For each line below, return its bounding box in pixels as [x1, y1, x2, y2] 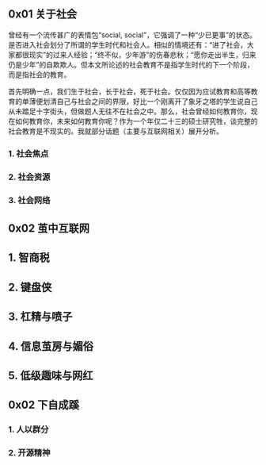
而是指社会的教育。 [8, 70, 71, 79]
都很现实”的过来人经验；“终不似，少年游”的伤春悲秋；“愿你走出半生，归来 [14, 50, 256, 60]
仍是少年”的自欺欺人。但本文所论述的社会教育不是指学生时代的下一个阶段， [8, 60, 255, 69]
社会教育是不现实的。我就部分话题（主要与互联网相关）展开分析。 [8, 126, 223, 136]
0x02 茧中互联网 [8, 221, 89, 235]
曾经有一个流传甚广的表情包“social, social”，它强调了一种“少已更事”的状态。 [8, 30, 257, 40]
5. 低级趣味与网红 [8, 368, 93, 382]
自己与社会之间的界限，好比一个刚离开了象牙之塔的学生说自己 [56, 96, 258, 106]
